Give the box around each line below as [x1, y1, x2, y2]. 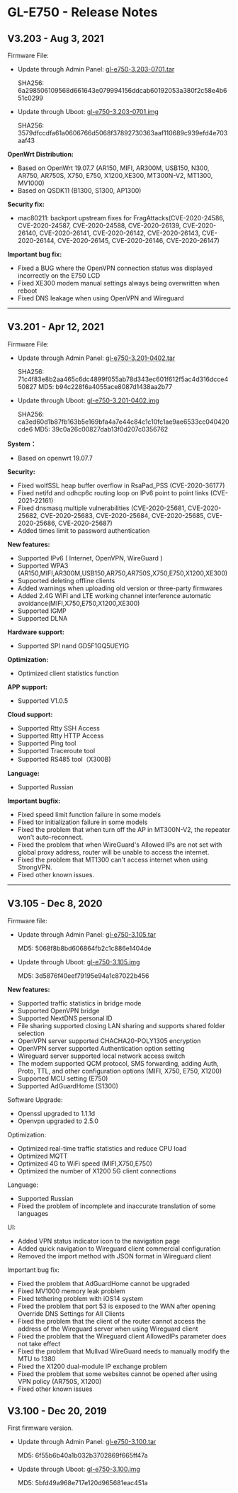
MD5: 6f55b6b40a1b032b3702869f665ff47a [17, 1451, 148, 1460]
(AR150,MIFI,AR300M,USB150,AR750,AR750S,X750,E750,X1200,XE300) [17, 568, 228, 578]
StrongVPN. [17, 862, 52, 872]
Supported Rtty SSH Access [17, 723, 101, 732]
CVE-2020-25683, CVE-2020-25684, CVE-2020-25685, [40, 511, 205, 519]
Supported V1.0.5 [17, 696, 69, 705]
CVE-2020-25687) [57, 519, 113, 527]
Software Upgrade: [7, 1095, 63, 1104]
